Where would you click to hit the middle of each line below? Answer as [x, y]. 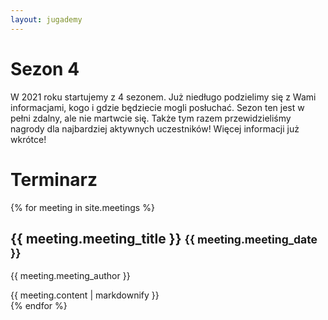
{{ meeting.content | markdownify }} [85, 295]
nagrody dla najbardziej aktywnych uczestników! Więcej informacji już [155, 128]
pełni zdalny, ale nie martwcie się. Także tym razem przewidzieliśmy [151, 118]
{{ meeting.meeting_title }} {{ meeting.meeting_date [164, 238]
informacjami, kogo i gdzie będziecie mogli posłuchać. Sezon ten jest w [157, 107]
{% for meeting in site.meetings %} [82, 207]
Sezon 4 [45, 68]
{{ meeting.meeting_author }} [70, 276]
